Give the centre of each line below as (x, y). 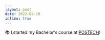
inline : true (18, 18)
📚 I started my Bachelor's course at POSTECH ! (53, 32)
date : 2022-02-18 (23, 14)
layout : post (18, 9)
